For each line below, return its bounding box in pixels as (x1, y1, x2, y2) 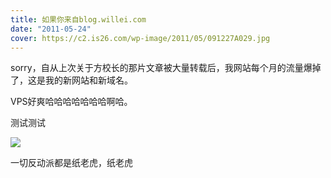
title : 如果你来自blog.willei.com (10, 14, 147, 25)
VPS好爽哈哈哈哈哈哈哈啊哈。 (10, 96, 133, 108)
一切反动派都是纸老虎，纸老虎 (10, 157, 133, 169)
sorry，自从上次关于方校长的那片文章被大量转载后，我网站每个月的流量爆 (10, 62, 313, 74)
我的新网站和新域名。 (44, 74, 133, 86)
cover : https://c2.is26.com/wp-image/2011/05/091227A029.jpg (10, 33, 271, 43)
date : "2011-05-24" (10, 24, 92, 34)
